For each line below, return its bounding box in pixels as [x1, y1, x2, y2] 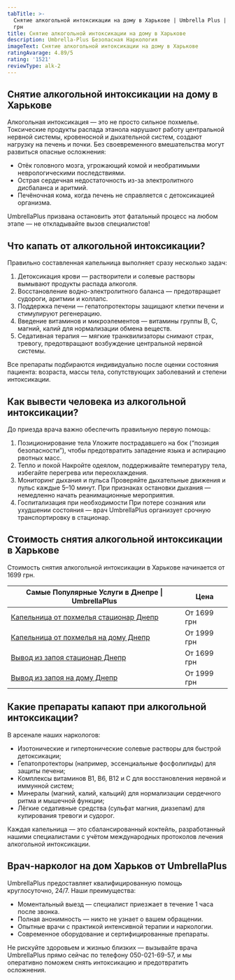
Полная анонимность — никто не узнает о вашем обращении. [17, 915, 204, 923]
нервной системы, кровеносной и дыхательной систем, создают [7, 133, 202, 141]
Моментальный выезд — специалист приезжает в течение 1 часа [17, 899, 214, 908]
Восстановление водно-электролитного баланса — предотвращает [17, 287, 221, 295]
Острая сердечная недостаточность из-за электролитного [17, 176, 194, 184]
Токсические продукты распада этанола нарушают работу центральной [7, 126, 225, 134]
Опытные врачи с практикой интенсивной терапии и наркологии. [17, 922, 213, 930]
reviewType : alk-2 [7, 62, 61, 69]
